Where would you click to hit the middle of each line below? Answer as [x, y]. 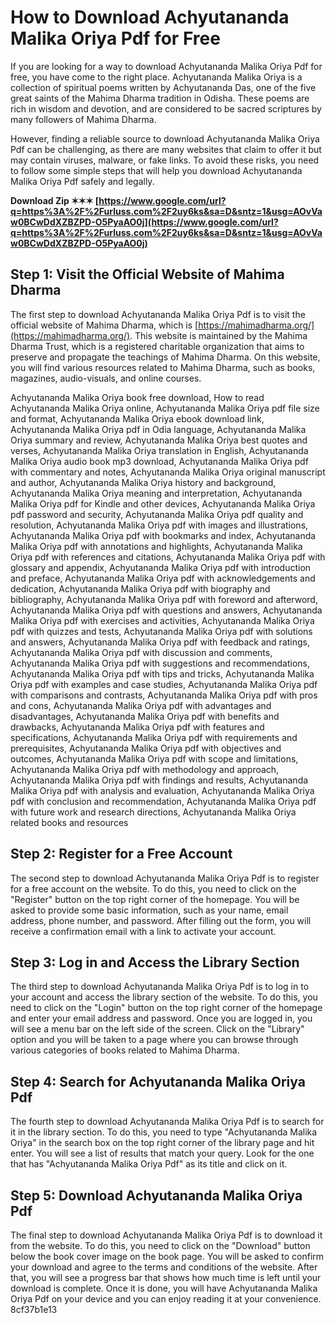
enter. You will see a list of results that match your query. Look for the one [162, 1153]
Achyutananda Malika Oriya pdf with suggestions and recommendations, [160, 663]
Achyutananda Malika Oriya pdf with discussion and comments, [141, 652]
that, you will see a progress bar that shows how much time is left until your [166, 1277]
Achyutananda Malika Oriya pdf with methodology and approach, [145, 769]
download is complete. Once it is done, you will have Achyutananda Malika [164, 1288]
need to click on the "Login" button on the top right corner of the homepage [166, 1008]
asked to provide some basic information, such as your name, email [149, 910]
